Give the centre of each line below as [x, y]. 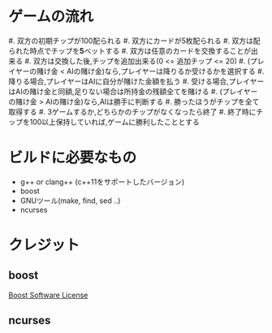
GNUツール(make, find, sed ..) [70, 201]
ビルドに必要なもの [73, 158]
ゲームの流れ [51, 17]
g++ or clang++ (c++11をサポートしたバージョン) [102, 182]
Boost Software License [48, 295]
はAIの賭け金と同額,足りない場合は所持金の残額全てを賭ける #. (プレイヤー [133, 91]
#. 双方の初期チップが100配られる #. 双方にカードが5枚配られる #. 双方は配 [135, 41]
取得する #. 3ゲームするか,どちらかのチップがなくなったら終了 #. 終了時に [132, 111]
